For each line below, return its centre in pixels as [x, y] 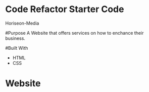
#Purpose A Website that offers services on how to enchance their [74, 33]
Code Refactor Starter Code [65, 9]
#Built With [17, 48]
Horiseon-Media [22, 23]
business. [15, 38]
